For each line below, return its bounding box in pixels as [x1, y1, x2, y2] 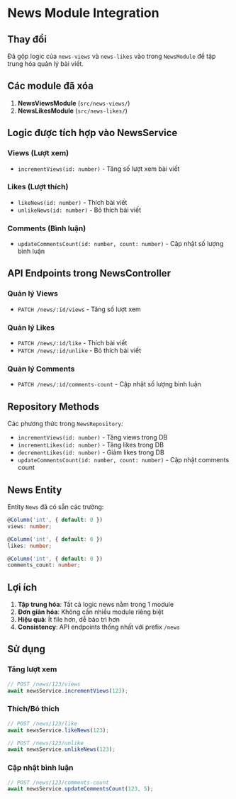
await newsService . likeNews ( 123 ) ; [7, 727, 110, 734]
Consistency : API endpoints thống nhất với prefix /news [17, 622, 181, 632]
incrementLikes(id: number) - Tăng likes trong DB [17, 441, 164, 449]
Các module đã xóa [7, 80, 94, 92]
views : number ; [7, 523, 52, 530]
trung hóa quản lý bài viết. [7, 60, 84, 68]
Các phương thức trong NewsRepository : [7, 420, 123, 428]
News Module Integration [7, 5, 159, 21]
